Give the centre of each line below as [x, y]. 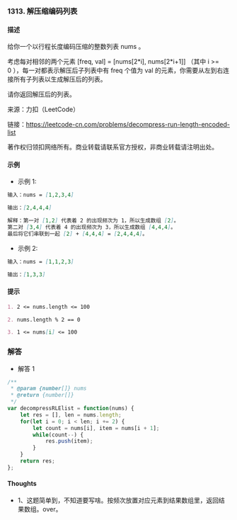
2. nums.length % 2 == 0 [44, 320]
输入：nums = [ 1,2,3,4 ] [41, 195]
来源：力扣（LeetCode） [44, 109]
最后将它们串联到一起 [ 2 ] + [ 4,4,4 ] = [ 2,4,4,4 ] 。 [78, 234]
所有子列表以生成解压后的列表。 [60, 79]
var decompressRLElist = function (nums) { [71, 409]
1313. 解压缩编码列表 [42, 11]
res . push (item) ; [69, 441]
